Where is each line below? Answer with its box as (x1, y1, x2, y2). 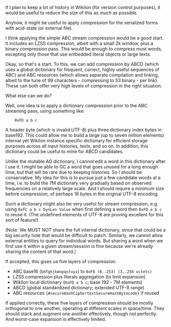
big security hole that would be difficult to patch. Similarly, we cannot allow (5, 232, 163, 238)
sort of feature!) (5, 217, 39, 223)
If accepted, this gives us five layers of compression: (5, 259, 116, 264)
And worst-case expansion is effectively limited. (5, 316, 106, 322)
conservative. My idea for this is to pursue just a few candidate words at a (5, 174, 161, 181)
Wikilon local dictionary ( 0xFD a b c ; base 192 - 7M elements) (12, 279, 142, 285)
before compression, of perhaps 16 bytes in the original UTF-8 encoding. (5, 191, 159, 197)
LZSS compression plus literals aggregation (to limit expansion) (12, 274, 146, 280)
